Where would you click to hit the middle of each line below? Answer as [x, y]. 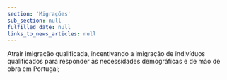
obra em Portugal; [34, 69]
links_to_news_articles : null [52, 34]
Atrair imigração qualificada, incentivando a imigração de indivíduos [106, 54]
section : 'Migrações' [39, 14]
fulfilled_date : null [39, 27]
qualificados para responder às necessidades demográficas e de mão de [114, 62]
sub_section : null [34, 21]
